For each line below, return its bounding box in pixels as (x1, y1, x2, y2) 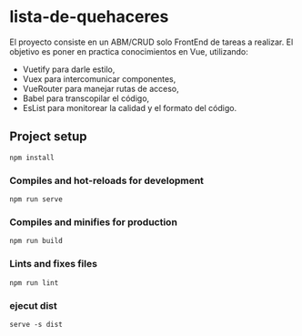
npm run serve (9, 195, 64, 204)
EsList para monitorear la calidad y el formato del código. (22, 102, 237, 113)
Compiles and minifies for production (9, 216, 177, 229)
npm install (9, 153, 55, 162)
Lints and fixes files (9, 258, 98, 270)
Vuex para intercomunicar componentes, (22, 73, 176, 84)
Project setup (9, 129, 88, 145)
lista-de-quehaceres (9, 6, 169, 27)
